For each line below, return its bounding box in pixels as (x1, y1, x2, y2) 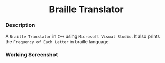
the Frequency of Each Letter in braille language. (5, 39, 111, 45)
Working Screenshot (5, 51, 58, 58)
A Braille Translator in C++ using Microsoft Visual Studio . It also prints (5, 33, 160, 39)
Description (5, 22, 35, 29)
